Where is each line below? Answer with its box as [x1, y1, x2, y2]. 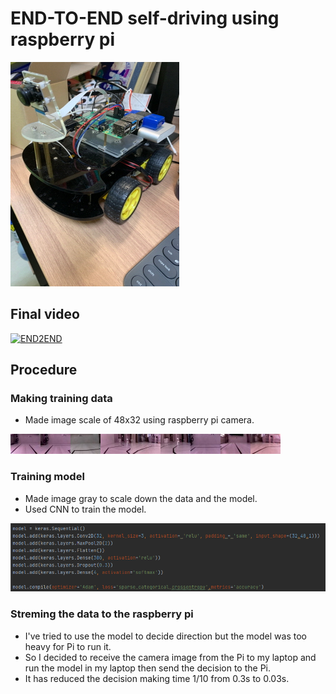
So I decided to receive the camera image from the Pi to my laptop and [24, 651, 317, 663]
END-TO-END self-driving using [10, 7, 280, 30]
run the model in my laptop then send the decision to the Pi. [24, 662, 271, 674]
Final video [10, 306, 80, 323]
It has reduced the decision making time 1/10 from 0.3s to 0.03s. [24, 672, 290, 684]
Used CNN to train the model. [24, 503, 147, 515]
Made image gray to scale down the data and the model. [24, 492, 258, 504]
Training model [10, 470, 85, 484]
